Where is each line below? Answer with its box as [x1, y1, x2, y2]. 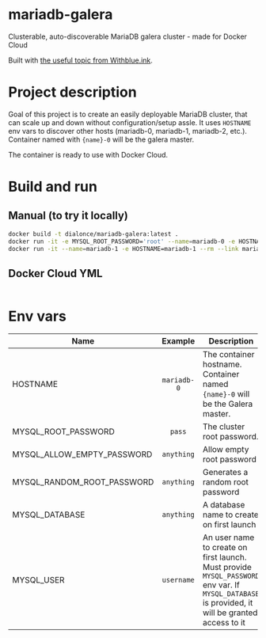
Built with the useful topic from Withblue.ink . [8, 55, 153, 65]
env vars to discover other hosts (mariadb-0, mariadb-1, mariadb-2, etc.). [8, 126, 248, 135]
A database [202, 499, 245, 511]
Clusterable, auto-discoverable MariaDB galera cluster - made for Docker [8, 32, 248, 41]
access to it [202, 617, 245, 629]
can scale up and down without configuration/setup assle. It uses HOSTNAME [8, 117, 252, 127]
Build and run [8, 178, 97, 196]
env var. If [202, 579, 240, 591]
